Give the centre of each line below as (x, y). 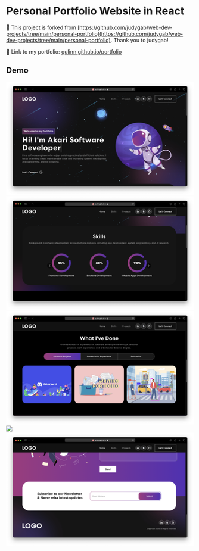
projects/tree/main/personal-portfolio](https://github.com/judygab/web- (95, 33)
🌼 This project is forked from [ (43, 27)
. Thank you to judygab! (139, 40)
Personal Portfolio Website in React (95, 11)
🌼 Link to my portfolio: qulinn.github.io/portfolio (64, 51)
